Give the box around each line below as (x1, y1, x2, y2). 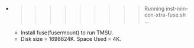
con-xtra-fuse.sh (144, 11, 186, 18)
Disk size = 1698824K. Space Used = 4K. (20, 36, 121, 42)
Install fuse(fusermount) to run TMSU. (20, 29, 114, 36)
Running (144, 5, 165, 12)
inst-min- (165, 5, 189, 12)
